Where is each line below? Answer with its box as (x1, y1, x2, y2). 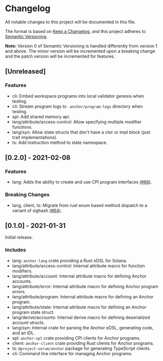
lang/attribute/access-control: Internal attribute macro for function (12, 263, 145, 269)
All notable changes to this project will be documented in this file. (5, 19, 136, 25)
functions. (12, 124, 33, 130)
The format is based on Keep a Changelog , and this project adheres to (5, 28, 146, 34)
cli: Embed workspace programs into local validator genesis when (12, 93, 145, 99)
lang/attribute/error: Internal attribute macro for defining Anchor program (12, 283, 159, 289)
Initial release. (5, 234, 33, 241)
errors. (12, 289, 26, 294)
